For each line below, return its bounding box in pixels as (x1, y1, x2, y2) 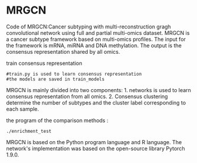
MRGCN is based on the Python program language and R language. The (6, 138, 182, 145)
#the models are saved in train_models (6, 76, 105, 82)
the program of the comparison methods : (6, 116, 109, 124)
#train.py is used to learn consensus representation (6, 71, 142, 77)
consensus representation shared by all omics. (6, 48, 120, 55)
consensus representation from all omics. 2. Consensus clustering (6, 93, 168, 100)
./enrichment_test (6, 128, 52, 134)
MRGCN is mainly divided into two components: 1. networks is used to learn (6, 86, 192, 93)
